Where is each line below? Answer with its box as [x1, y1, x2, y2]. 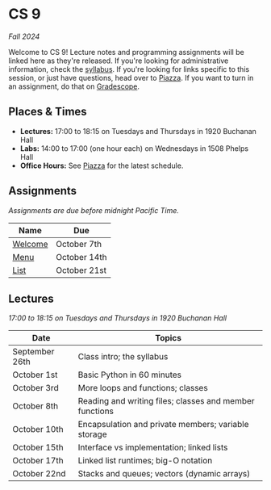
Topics [154, 333, 181, 344]
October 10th [12, 424, 64, 435]
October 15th [12, 442, 64, 453]
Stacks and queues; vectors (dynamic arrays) [77, 468, 251, 480]
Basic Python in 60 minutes [77, 369, 181, 380]
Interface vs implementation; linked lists [77, 442, 228, 453]
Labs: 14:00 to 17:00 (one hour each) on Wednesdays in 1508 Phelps [19, 143, 248, 153]
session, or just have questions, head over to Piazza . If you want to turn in [8, 73, 254, 82]
